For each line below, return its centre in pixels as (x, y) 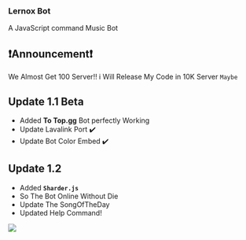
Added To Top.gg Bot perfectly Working (84, 120)
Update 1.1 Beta (46, 101)
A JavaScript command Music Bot (63, 28)
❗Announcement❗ (50, 54)
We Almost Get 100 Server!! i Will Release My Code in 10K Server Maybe (123, 77)
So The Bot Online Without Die (69, 196)
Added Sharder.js (49, 187)
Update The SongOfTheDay (64, 204)
